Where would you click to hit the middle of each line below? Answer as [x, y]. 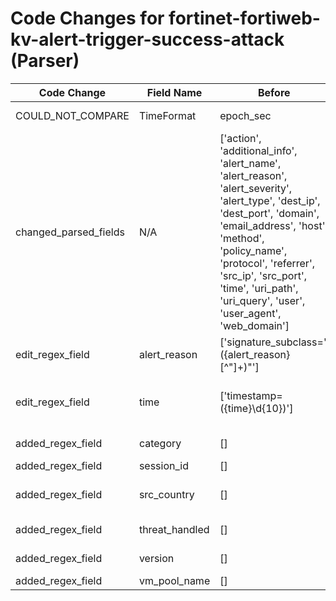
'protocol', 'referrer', [267, 263]
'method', [242, 238]
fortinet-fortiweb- [244, 18]
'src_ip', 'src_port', [263, 275]
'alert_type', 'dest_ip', [270, 200]
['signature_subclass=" [274, 342]
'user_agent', [250, 313]
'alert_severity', [256, 188]
